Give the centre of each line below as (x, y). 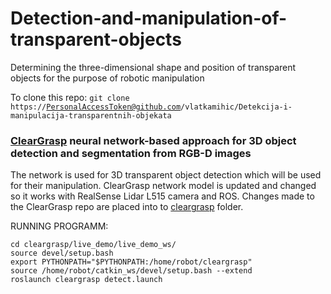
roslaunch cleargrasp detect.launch (86, 280)
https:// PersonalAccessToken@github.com (96, 107)
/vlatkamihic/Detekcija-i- (236, 107)
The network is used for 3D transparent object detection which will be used (166, 175)
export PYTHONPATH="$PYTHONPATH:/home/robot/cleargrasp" (131, 262)
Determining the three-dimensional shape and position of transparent (153, 67)
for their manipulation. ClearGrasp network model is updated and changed (163, 186)
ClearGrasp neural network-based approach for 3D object (153, 140)
